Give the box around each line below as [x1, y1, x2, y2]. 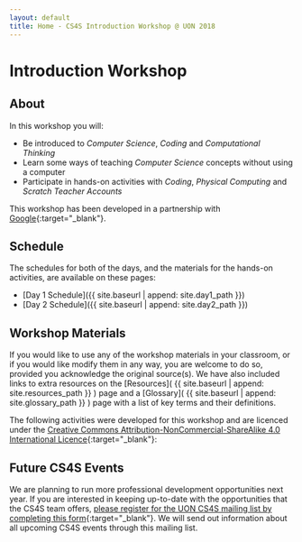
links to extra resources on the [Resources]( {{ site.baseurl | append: [9, 378, 264, 389]
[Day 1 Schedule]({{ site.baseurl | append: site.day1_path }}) [22, 289, 245, 300]
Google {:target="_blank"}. [9, 213, 106, 224]
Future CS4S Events [9, 460, 124, 475]
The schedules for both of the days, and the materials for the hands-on [9, 262, 273, 273]
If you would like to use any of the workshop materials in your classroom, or [9, 349, 291, 361]
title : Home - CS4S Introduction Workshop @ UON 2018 [9, 22, 216, 31]
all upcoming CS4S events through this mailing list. [9, 522, 198, 533]
